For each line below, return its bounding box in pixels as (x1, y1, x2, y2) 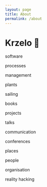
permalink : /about (5, 16, 42, 21)
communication (5, 129, 36, 135)
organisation (5, 167, 30, 173)
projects (5, 110, 22, 116)
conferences (5, 139, 31, 145)
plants (5, 82, 17, 88)
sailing (5, 91, 18, 97)
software (5, 53, 23, 59)
